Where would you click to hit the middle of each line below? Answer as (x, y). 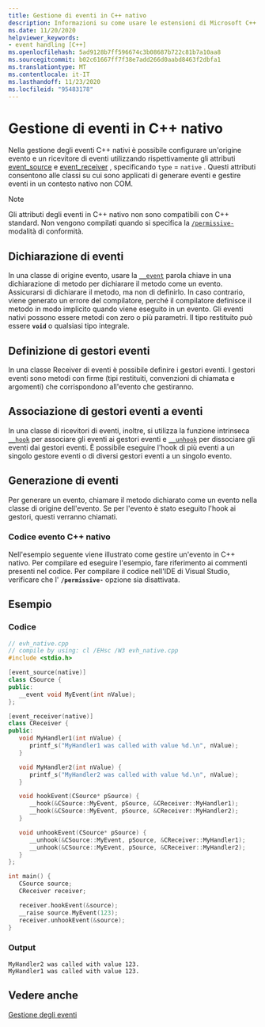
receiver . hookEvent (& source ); (68, 905)
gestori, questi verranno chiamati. (63, 516)
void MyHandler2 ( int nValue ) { (70, 767)
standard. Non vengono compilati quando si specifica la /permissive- (121, 223)
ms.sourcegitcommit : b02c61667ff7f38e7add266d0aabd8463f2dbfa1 (115, 60)
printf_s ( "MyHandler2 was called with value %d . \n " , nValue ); (134, 774)
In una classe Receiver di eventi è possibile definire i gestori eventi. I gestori (132, 370)
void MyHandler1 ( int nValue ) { (70, 738)
